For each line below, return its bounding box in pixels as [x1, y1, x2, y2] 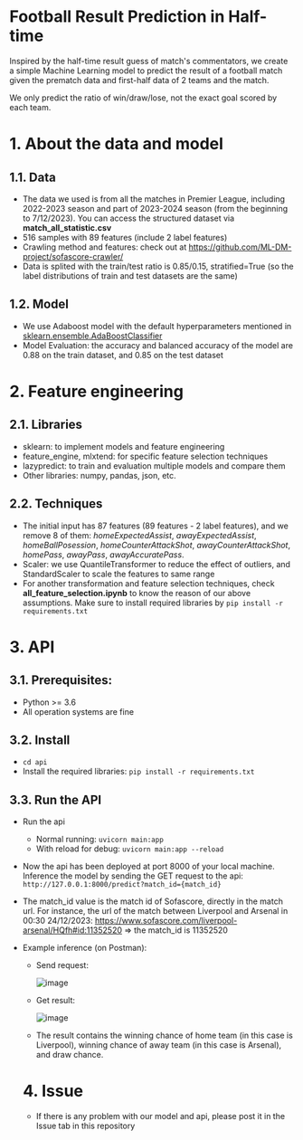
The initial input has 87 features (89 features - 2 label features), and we [22, 520, 289, 531]
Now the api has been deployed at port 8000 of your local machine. [22, 861, 276, 872]
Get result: [35, 995, 75, 1006]
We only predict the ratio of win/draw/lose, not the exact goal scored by [9, 92, 278, 103]
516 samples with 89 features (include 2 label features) [22, 232, 228, 242]
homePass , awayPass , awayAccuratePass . [22, 549, 185, 560]
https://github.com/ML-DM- [188, 242, 292, 252]
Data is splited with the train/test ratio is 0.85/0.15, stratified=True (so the [22, 261, 294, 271]
